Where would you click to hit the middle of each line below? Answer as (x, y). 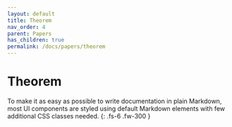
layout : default (31, 14)
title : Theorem (30, 20)
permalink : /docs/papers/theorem (56, 47)
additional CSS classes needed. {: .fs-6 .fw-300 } (79, 116)
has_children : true (36, 40)
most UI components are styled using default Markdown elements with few (116, 108)
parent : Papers (30, 34)
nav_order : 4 (26, 27)
